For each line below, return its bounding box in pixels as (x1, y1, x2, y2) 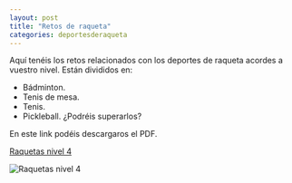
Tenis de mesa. (22, 91, 80, 102)
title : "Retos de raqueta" (9, 22, 112, 31)
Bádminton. (22, 82, 66, 93)
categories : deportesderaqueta (9, 30, 128, 39)
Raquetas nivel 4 (9, 146, 73, 157)
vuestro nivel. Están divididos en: (9, 64, 133, 75)
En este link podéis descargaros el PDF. (9, 129, 158, 140)
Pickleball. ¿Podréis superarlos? (22, 111, 142, 122)
